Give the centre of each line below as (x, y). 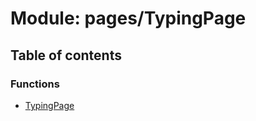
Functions (35, 84)
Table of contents (66, 55)
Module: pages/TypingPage (128, 18)
